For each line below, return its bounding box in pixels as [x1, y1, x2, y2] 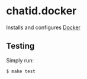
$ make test [6, 68, 36, 74]
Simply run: [6, 56, 34, 64]
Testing [6, 41, 35, 51]
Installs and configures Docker [6, 24, 81, 31]
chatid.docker [6, 4, 77, 18]
